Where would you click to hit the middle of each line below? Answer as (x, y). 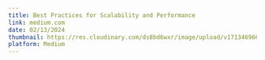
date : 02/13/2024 (37, 30)
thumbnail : (26, 37)
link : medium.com (37, 23)
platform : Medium (37, 44)
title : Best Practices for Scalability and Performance (102, 15)
